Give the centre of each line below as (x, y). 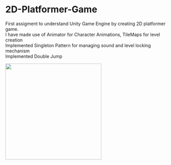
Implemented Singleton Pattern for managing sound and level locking (78, 45)
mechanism (17, 51)
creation (14, 40)
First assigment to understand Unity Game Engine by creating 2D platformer (85, 24)
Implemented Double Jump (34, 56)
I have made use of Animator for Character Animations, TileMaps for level (83, 34)
